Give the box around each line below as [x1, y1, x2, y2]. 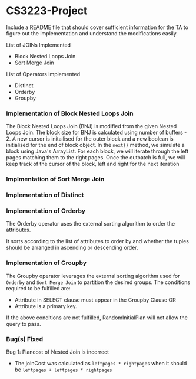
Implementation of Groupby [6, 259, 87, 267]
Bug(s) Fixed [6, 335, 43, 343]
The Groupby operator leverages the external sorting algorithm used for [6, 272, 180, 279]
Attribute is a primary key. [14, 302, 78, 309]
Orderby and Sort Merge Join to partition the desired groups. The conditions [6, 279, 190, 286]
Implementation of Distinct [6, 191, 84, 199]
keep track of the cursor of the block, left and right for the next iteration [6, 161, 180, 168]
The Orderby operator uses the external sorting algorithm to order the [6, 220, 175, 227]
